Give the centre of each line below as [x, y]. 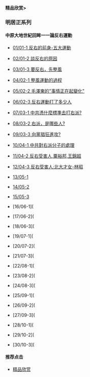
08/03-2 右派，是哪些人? [39, 123]
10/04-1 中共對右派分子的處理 [43, 145]
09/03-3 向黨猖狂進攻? [37, 134]
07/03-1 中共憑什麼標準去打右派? [47, 113]
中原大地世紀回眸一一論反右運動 [39, 35]
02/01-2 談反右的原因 [35, 58]
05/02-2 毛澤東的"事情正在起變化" [49, 91]
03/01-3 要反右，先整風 [37, 69]
